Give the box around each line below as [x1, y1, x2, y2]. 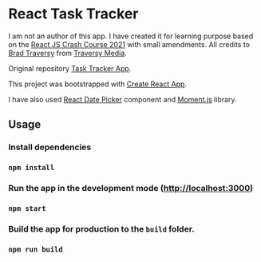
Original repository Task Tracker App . [8, 63, 132, 73]
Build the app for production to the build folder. [8, 223, 195, 234]
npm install [8, 163, 55, 173]
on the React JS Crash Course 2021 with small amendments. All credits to [8, 39, 250, 49]
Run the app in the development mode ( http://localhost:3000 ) [8, 183, 254, 194]
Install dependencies [8, 141, 92, 153]
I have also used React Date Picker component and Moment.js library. [8, 94, 237, 104]
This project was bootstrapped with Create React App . [8, 79, 188, 89]
